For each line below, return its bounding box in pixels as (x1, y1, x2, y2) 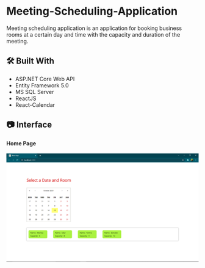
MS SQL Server (15, 88, 54, 95)
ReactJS (15, 95, 37, 102)
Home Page (6, 139, 37, 147)
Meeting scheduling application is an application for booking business (6, 24, 182, 32)
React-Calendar (15, 101, 56, 108)
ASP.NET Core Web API (15, 75, 75, 82)
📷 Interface (6, 120, 52, 130)
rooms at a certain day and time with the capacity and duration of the (6, 31, 181, 38)
